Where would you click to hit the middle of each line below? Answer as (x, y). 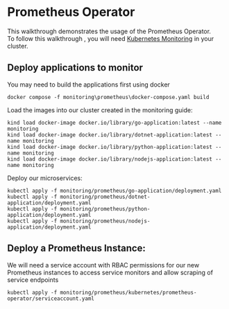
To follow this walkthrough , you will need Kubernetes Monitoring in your (111, 38)
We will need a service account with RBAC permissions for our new (103, 265)
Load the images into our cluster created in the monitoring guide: (100, 110)
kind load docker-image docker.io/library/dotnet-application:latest (110, 135)
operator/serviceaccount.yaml (51, 299)
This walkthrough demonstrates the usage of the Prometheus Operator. (109, 31)
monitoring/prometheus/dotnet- (105, 197)
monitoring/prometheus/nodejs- (105, 221)
